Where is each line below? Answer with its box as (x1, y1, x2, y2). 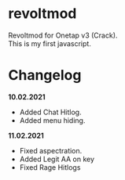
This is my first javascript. (8, 38, 92, 48)
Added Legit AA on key (19, 154, 95, 164)
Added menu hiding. (19, 115, 86, 125)
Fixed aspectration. (19, 146, 83, 155)
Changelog (8, 67, 82, 85)
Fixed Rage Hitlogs (19, 162, 81, 172)
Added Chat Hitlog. (19, 107, 82, 117)
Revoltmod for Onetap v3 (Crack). (8, 31, 118, 40)
